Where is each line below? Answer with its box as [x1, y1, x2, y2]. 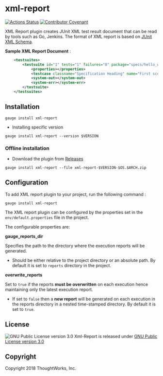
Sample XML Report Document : [5, 48, 71, 54]
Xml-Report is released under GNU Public [74, 333, 158, 339]
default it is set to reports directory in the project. [12, 262, 112, 268]
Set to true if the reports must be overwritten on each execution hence [5, 281, 148, 287]
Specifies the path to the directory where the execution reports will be [5, 243, 145, 249]
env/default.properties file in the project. [5, 215, 89, 220]
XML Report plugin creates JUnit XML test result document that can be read [5, 28, 157, 34]
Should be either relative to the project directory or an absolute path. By [12, 257, 156, 263]
